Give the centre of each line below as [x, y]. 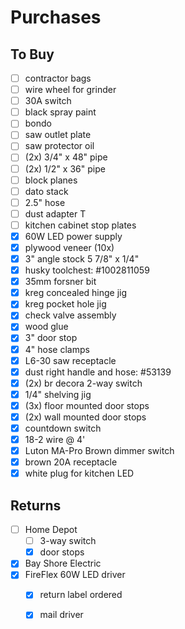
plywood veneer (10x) [69, 247]
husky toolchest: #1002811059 [87, 270]
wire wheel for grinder [70, 90]
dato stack [46, 191]
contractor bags [58, 78]
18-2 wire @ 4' [55, 439]
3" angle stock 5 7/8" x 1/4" [82, 259]
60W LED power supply [73, 236]
